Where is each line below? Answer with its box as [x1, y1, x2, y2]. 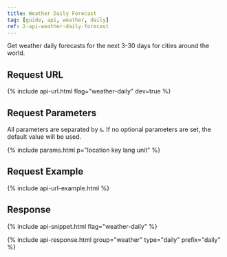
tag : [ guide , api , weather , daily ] [7, 16, 109, 23]
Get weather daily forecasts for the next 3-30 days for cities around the [7, 42, 210, 50]
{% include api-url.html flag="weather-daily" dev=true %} [7, 87, 171, 96]
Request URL [7, 69, 64, 80]
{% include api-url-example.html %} [7, 183, 110, 192]
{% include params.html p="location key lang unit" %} [7, 146, 161, 154]
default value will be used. [7, 133, 82, 141]
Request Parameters [7, 107, 97, 119]
